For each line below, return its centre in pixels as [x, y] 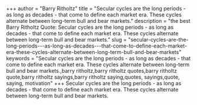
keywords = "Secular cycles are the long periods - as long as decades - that [98, 58]
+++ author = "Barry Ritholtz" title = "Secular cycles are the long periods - [96, 9]
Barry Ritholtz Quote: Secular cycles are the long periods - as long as [90, 27]
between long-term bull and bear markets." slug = [66, 40]
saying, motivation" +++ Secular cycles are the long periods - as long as [94, 83]
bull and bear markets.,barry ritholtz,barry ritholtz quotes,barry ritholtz [92, 71]
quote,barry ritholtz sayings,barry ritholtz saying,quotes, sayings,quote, [93, 77]
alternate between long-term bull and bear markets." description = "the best [98, 21]
